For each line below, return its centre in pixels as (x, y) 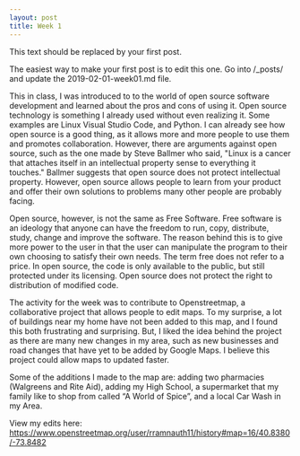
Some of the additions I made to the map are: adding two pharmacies (137, 377)
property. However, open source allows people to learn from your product (146, 181)
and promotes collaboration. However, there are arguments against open (143, 144)
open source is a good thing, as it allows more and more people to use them (149, 134)
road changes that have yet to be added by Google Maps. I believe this (140, 350)
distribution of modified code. (64, 285)
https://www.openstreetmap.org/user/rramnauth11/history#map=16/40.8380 (150, 433)
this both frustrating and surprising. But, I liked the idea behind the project (146, 331)
